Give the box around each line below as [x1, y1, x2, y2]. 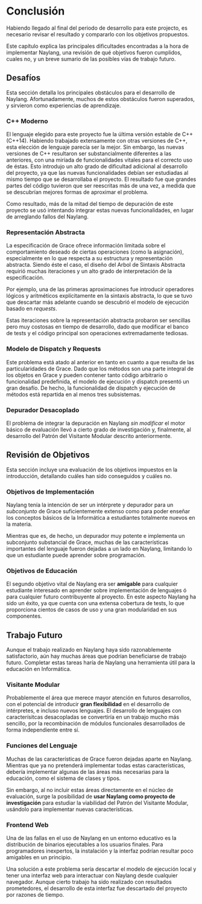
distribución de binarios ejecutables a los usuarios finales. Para [6, 841, 163, 848]
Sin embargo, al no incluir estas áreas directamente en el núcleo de [6, 786, 174, 793]
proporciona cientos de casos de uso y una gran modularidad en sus [6, 606, 177, 614]
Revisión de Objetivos [6, 450, 90, 460]
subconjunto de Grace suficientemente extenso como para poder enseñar [6, 508, 191, 515]
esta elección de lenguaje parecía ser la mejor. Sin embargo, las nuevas [6, 143, 185, 151]
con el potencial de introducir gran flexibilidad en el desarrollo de [6, 701, 170, 708]
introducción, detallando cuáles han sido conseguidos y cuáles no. [6, 472, 172, 479]
